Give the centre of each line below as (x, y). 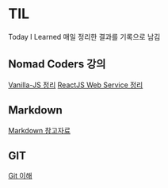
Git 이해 (21, 176)
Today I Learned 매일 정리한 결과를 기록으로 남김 (84, 36)
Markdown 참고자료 (40, 130)
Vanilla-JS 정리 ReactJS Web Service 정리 (76, 85)
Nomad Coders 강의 (57, 64)
